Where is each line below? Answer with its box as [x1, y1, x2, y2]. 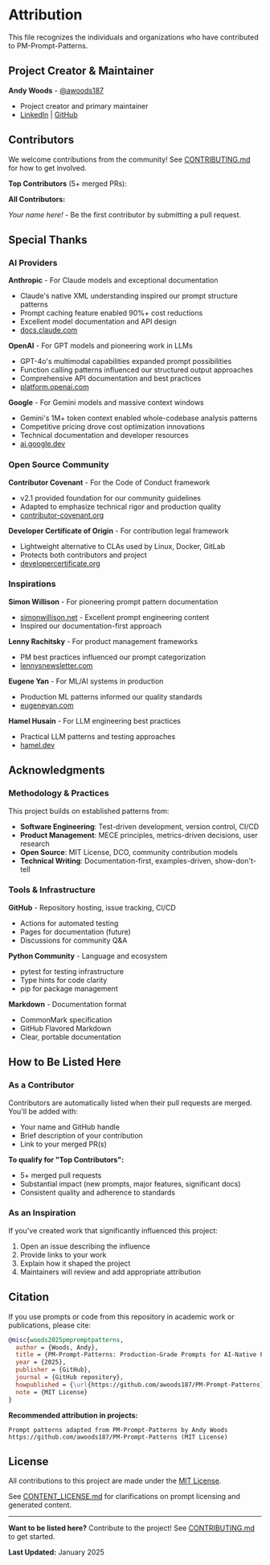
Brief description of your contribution [19, 1130, 143, 1140]
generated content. [8, 1500, 72, 1510]
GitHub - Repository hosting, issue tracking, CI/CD [8, 902, 177, 912]
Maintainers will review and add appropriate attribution [19, 1266, 202, 1277]
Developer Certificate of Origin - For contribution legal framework [8, 526, 229, 535]
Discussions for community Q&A [19, 935, 128, 945]
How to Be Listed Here [8, 1055, 122, 1069]
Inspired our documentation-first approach [19, 621, 162, 630]
